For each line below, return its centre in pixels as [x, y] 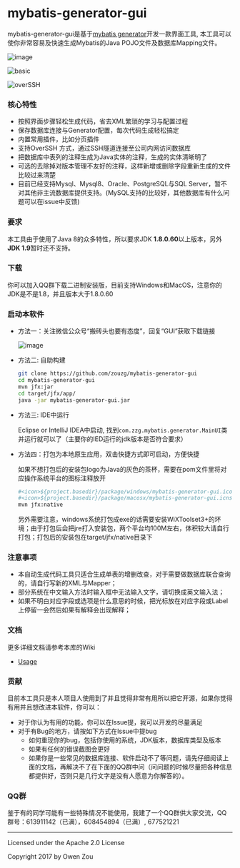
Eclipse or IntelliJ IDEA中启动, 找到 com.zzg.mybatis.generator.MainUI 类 [122, 430]
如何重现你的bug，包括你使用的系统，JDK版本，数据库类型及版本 [125, 740]
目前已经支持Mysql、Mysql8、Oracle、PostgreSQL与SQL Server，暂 [119, 184]
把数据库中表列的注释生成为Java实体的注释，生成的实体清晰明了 [112, 157]
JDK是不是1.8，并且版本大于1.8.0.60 [60, 293]
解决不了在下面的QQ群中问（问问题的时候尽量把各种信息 [149, 767]
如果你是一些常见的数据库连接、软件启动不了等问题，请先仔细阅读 [125, 758]
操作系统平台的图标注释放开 [65, 478]
